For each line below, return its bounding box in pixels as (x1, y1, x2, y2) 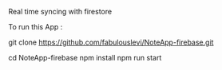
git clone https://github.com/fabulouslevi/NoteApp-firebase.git (8, 37, 214, 47)
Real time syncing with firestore (8, 7, 113, 16)
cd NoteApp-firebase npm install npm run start (8, 53, 162, 62)
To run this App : (8, 22, 63, 31)
